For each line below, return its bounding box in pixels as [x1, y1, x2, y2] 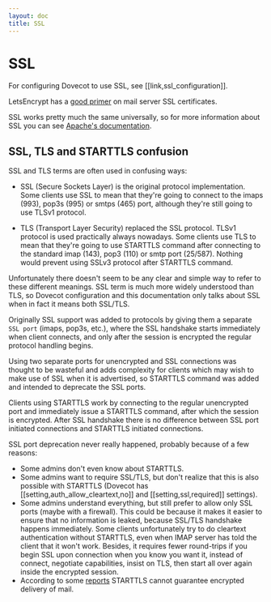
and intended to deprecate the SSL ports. [8, 382, 146, 392]
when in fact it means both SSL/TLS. [8, 299, 130, 309]
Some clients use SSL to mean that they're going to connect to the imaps [19, 190, 264, 200]
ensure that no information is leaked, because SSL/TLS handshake [19, 515, 243, 525]
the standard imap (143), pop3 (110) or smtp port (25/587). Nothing [19, 249, 243, 259]
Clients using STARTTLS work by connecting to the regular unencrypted [8, 398, 249, 408]
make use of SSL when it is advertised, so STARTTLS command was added [8, 374, 260, 383]
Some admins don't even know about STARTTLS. [19, 463, 184, 474]
